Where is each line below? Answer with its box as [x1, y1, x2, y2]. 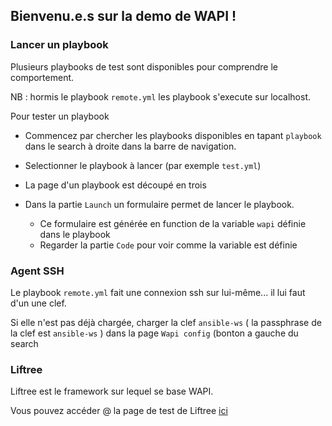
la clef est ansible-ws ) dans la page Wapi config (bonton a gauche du [10, 327, 299, 339]
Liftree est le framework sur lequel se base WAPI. [10, 385, 214, 398]
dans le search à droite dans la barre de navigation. [24, 140, 237, 152]
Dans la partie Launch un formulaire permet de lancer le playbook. [24, 198, 295, 210]
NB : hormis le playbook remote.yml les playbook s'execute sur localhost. [10, 90, 312, 103]
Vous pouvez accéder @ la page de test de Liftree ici [10, 405, 228, 417]
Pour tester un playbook [10, 110, 110, 122]
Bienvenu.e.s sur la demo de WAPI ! [10, 8, 237, 25]
